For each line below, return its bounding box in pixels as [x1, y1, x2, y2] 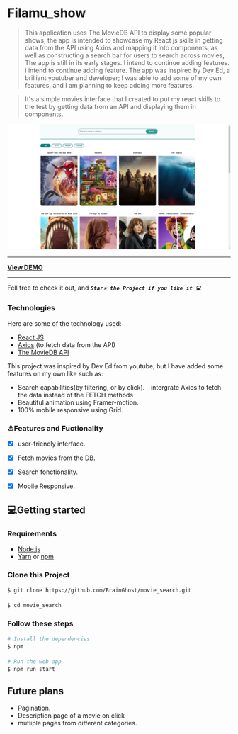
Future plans [7, 685, 64, 697]
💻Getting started [7, 504, 86, 516]
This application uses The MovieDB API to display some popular [24, 28, 212, 37]
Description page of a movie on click [17, 711, 125, 720]
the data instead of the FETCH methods [17, 390, 133, 399]
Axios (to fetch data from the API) [17, 340, 115, 349]
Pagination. [17, 704, 51, 713]
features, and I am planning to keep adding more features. [24, 81, 195, 89]
